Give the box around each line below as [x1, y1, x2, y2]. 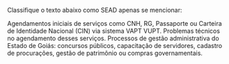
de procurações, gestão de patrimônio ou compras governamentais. [7, 49, 203, 57]
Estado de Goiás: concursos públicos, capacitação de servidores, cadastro [7, 42, 223, 49]
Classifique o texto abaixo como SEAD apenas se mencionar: [7, 6, 182, 14]
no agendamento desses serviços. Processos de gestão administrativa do [7, 34, 219, 42]
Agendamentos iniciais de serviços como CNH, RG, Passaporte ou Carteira [7, 19, 223, 27]
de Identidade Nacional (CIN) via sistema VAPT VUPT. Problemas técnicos [7, 27, 221, 35]
